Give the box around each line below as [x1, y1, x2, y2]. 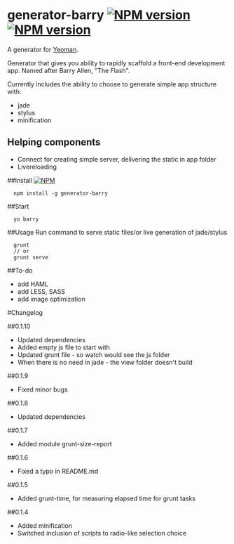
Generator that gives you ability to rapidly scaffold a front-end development [7, 58, 226, 67]
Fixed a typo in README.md [17, 467, 99, 475]
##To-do [7, 266, 33, 274]
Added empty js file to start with [17, 343, 111, 351]
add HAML [17, 280, 49, 288]
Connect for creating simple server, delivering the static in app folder [17, 155, 216, 163]
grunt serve [13, 254, 49, 261]
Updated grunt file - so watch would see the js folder [17, 350, 170, 358]
